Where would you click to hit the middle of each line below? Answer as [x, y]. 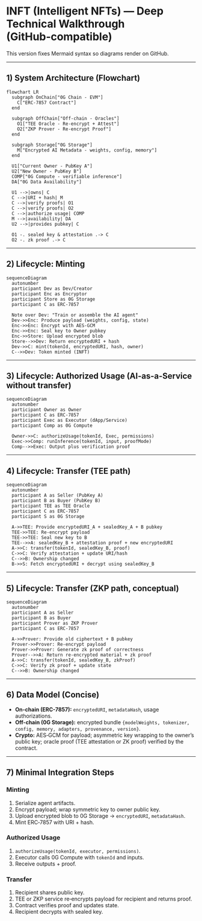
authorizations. [33, 716]
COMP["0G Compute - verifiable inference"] [67, 176]
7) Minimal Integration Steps [60, 773]
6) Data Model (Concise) [53, 695]
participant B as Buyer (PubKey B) [56, 501]
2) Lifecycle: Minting [46, 264]
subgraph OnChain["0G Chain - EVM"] [57, 97]
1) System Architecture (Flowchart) [73, 78]
